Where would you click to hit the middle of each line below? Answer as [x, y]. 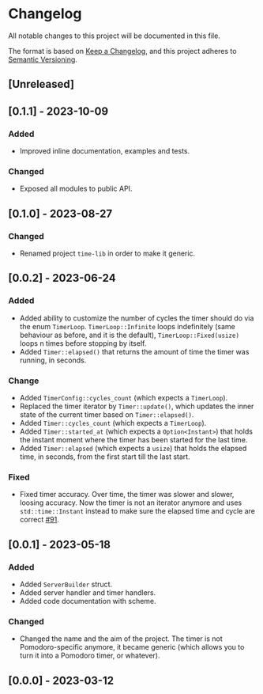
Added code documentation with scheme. [88, 601]
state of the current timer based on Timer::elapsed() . [107, 414]
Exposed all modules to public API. [76, 189]
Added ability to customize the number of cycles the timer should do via [137, 318]
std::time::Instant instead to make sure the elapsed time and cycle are [137, 511]
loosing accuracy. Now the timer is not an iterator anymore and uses [131, 502]
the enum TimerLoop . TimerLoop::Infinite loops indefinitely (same [127, 326]
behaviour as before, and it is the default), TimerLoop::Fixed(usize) [129, 335]
